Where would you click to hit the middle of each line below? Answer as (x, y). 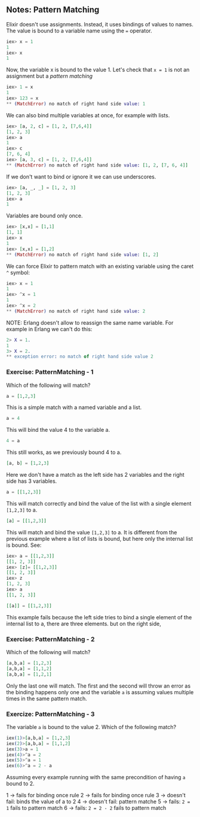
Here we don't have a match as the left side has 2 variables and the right (96, 475)
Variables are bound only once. (44, 216)
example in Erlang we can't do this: (49, 329)
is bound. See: (24, 545)
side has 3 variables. (32, 481)
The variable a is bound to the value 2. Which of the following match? (91, 727)
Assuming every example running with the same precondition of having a (96, 777)
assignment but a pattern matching (50, 76)
